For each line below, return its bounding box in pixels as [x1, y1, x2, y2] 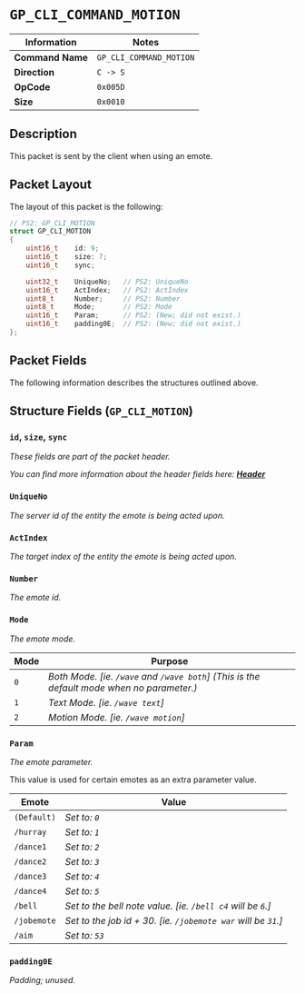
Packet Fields [9, 353, 87, 369]
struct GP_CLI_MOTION [9, 227, 92, 236]
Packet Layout [9, 177, 93, 193]
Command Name [14, 51, 89, 64]
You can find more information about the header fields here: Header [9, 469, 266, 480]
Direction [14, 65, 54, 78]
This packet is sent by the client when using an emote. [9, 150, 213, 161]
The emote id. [9, 592, 62, 603]
